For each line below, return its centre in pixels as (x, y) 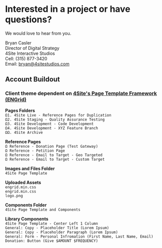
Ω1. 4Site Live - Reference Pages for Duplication (58, 115)
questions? (29, 20)
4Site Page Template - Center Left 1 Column (52, 223)
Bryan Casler (18, 42)
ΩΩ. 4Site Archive (24, 132)
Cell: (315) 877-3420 (26, 58)
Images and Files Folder (30, 168)
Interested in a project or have (68, 9)
